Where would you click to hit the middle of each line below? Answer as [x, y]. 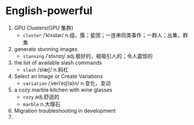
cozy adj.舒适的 [41, 97]
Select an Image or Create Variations [58, 76]
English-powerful [49, 11]
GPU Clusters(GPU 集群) [44, 28]
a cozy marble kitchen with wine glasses [63, 90]
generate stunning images [46, 49]
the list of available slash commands [58, 62]
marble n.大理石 [41, 104]
